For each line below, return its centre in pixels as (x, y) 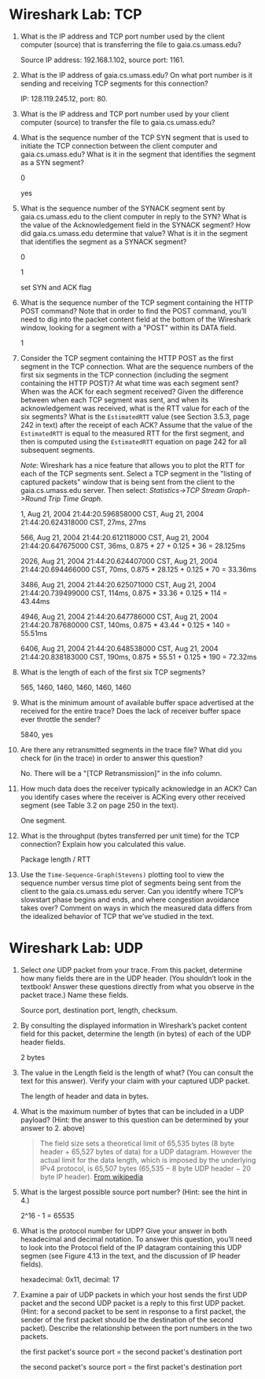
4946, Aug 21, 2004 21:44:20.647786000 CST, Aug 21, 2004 (119, 616)
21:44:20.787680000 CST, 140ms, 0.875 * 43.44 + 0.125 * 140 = (125, 625)
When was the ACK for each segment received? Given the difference (132, 392)
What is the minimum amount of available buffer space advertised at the (137, 702)
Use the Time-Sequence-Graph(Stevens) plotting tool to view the (122, 874)
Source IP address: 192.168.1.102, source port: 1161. (103, 60)
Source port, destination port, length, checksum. (99, 1010)
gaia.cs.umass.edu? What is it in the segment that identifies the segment (138, 154)
